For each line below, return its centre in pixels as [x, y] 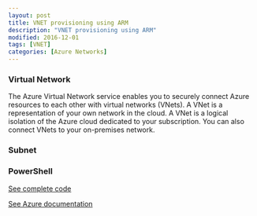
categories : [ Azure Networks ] [58, 52]
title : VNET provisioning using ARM [68, 23]
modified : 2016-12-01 [44, 37]
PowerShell [30, 171]
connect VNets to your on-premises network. [82, 130]
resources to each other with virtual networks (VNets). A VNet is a [115, 105]
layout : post [30, 15]
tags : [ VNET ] [30, 45]
